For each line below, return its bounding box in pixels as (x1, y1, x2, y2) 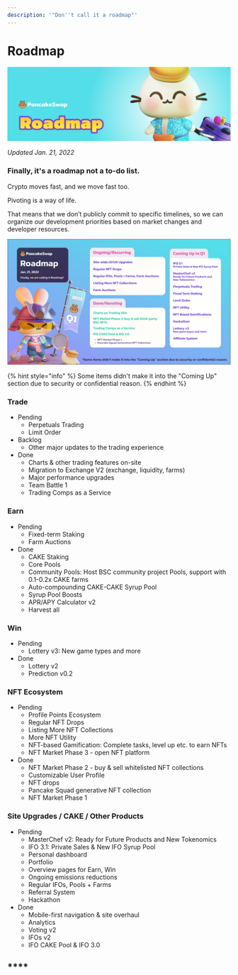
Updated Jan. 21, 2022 (7, 148, 74, 157)
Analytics (28, 918, 56, 926)
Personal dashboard (28, 850, 87, 859)
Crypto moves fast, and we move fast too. (7, 182, 130, 191)
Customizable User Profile (28, 771, 105, 780)
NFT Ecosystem (7, 687, 64, 697)
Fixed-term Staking (28, 529, 85, 539)
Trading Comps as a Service (28, 488, 111, 497)
